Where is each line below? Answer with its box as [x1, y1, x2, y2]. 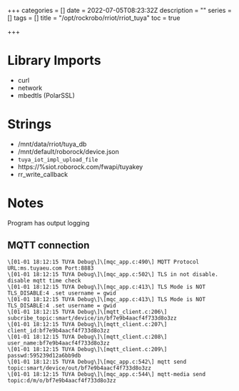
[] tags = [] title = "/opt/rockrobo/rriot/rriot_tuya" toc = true [7, 14, 180, 22]
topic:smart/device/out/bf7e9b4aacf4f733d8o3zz [7, 364, 152, 372]
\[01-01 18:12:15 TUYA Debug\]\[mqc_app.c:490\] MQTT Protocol [7, 258, 200, 265]
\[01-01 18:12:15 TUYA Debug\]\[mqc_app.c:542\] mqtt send [7, 358, 187, 365]
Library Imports [7, 53, 101, 68]
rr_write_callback [17, 170, 68, 178]
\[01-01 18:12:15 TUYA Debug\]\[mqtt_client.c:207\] [7, 320, 168, 327]
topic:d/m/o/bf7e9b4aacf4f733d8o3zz [7, 377, 116, 384]
